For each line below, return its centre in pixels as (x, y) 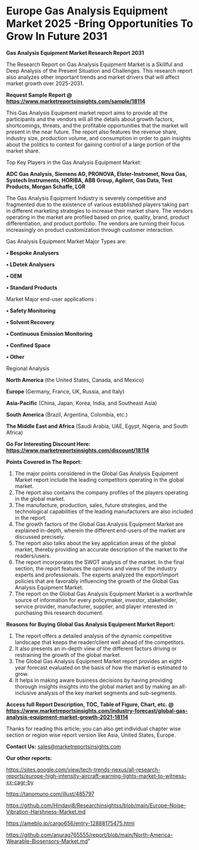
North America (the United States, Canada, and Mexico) (75, 380)
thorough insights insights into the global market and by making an (96, 686)
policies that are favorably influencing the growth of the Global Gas (97, 581)
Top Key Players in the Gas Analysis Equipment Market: (74, 162)
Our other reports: (29, 758)
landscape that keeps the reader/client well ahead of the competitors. (100, 642)
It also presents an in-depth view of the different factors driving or (96, 649)
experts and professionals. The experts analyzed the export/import (97, 575)
